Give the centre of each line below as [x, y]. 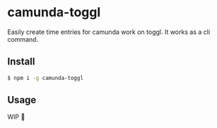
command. [23, 39]
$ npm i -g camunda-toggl [45, 78]
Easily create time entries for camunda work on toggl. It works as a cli [109, 32]
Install [21, 62]
